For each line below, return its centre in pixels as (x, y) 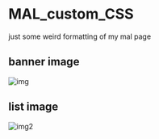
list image (33, 107)
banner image (44, 62)
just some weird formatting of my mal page (80, 36)
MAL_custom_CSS (71, 14)
